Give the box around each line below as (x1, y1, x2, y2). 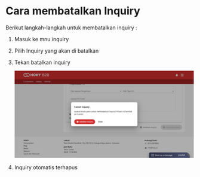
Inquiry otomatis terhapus (14, 163, 78, 171)
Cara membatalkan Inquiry (5, 4, 141, 18)
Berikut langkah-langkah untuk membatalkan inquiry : (5, 24, 138, 31)
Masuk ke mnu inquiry (14, 35, 69, 42)
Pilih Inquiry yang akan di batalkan (14, 47, 99, 54)
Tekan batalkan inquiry (14, 59, 71, 66)
